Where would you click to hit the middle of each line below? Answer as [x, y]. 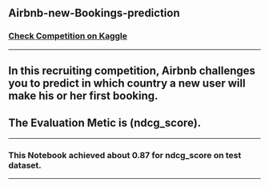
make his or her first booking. [83, 96]
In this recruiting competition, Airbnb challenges [132, 71]
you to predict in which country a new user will [127, 83]
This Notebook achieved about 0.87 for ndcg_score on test [125, 155]
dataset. [25, 165]
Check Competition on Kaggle [68, 36]
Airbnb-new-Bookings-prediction [94, 13]
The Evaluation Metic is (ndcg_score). [105, 123]
